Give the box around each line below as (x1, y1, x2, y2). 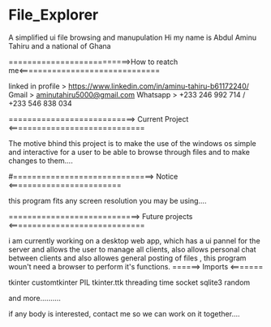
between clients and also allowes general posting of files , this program (8, 253, 247, 263)
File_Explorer (8, 6, 99, 24)
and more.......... (8, 293, 61, 303)
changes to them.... (8, 156, 73, 166)
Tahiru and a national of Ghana (8, 41, 111, 50)
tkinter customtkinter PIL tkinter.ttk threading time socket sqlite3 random (8, 278, 251, 287)
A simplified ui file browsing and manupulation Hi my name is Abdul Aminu (8, 32, 257, 42)
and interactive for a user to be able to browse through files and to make (8, 147, 250, 157)
